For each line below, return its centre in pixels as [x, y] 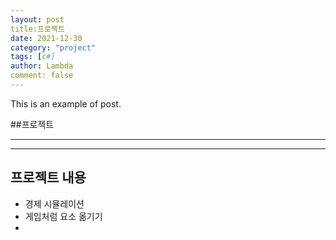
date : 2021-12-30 [46, 38]
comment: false [42, 76]
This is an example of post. [66, 103]
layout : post [37, 19]
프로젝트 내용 [48, 177]
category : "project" [53, 47]
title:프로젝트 [37, 29]
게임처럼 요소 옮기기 [63, 216]
